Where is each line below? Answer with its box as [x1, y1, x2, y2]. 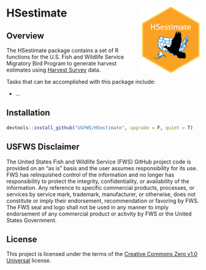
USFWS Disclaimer [6, 141, 80, 152]
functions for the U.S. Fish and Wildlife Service [6, 53, 124, 61]
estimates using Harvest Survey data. [6, 66, 101, 73]
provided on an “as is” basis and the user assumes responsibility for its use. [6, 164, 198, 171]
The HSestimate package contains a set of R [6, 47, 119, 54]
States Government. [6, 216, 57, 223]
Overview [6, 31, 45, 41]
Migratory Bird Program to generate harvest [6, 60, 117, 67]
